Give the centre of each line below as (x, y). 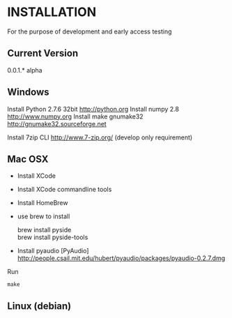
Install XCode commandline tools (64, 190)
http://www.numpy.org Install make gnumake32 (76, 116)
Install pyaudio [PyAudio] (53, 251)
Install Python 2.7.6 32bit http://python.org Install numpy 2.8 (93, 109)
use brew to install (44, 216)
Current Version (43, 53)
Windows (28, 92)
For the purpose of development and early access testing (90, 31)
